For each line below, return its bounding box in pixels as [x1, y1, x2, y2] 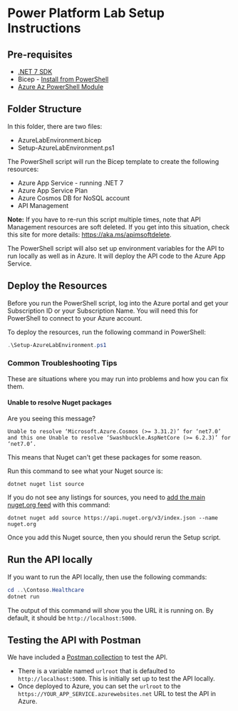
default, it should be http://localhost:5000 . [7, 613, 137, 622]
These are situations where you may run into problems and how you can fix [7, 374, 229, 383]
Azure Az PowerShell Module [17, 83, 104, 90]
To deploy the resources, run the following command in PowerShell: [7, 328, 207, 336]
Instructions [7, 20, 81, 36]
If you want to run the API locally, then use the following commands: [7, 572, 207, 581]
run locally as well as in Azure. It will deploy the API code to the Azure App [7, 251, 226, 260]
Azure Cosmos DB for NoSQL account [17, 194, 130, 202]
